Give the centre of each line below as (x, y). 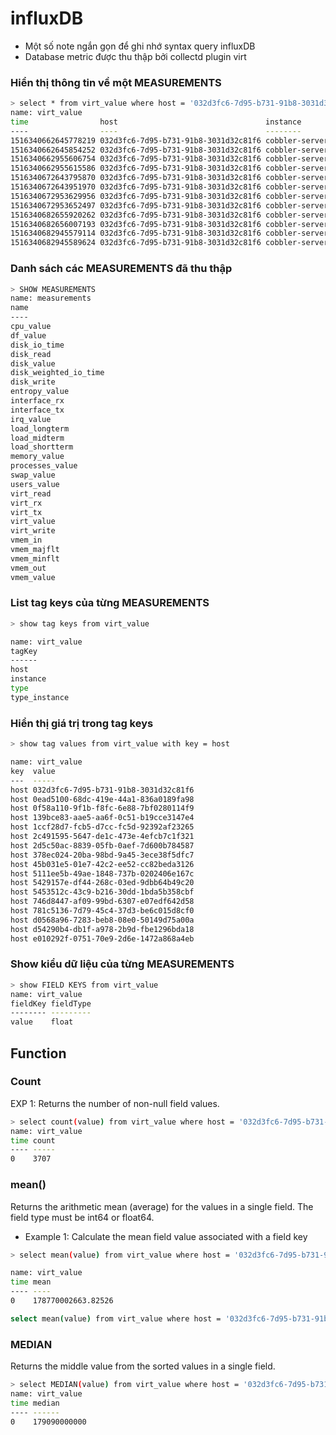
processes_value (44, 466)
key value (33, 771)
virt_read (31, 493)
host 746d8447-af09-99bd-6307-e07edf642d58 (102, 902)
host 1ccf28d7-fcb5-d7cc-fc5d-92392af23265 (102, 827)
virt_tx (26, 512)
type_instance (40, 697)
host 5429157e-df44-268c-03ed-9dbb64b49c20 (102, 883)
